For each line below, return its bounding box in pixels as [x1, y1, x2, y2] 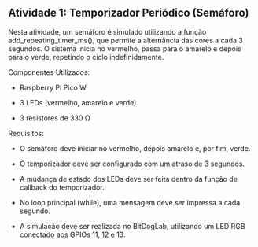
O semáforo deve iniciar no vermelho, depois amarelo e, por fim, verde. [19, 143, 251, 153]
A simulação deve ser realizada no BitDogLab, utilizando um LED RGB [19, 221, 245, 230]
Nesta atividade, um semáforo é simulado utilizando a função [8, 27, 207, 36]
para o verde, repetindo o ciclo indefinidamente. [8, 52, 164, 61]
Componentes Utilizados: [8, 67, 90, 77]
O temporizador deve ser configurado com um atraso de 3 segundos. [19, 159, 245, 168]
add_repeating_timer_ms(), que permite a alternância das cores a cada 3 [8, 35, 244, 45]
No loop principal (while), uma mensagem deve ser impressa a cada [19, 197, 241, 207]
